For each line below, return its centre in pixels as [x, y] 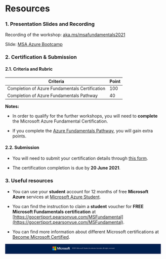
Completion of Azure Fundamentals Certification [56, 88]
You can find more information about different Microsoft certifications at [85, 232]
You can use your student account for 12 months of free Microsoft [80, 191]
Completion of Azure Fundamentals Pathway [52, 95]
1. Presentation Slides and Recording [50, 24]
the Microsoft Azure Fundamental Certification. [60, 121]
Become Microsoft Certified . [41, 237]
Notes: [12, 106]
